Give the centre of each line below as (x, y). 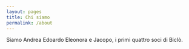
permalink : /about (29, 23)
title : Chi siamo (28, 17)
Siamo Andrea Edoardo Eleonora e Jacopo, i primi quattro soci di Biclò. (95, 40)
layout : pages (24, 12)
